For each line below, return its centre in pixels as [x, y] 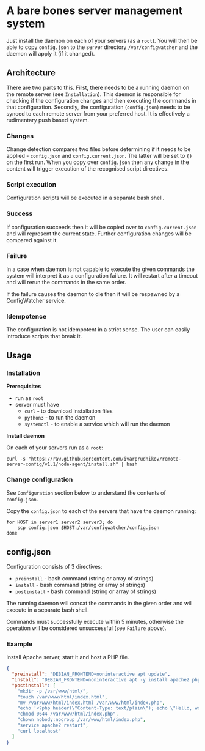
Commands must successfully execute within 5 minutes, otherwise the [95, 622]
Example [20, 644]
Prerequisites [24, 386]
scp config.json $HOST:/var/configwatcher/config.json [88, 528]
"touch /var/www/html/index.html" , [63, 697]
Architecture [31, 73]
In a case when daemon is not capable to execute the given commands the [101, 269]
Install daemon [26, 435]
